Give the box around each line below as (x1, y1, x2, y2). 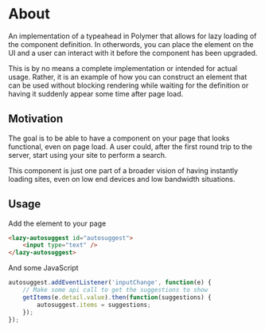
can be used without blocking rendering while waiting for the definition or (8, 81, 249, 90)
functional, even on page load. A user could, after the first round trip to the (8, 141, 253, 152)
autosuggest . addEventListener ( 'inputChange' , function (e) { (8, 278, 212, 287)
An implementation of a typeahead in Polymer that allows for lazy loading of (8, 31, 257, 41)
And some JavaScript (8, 263, 79, 273)
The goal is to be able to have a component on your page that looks (8, 133, 230, 143)
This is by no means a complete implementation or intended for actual (8, 63, 237, 73)
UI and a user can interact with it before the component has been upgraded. (8, 48, 258, 57)
